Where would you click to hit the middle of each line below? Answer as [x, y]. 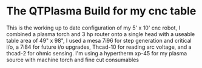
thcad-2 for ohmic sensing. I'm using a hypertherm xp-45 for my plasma [97, 53]
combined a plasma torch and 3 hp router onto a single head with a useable [101, 34]
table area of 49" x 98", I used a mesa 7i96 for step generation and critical [99, 40]
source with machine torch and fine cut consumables [73, 60]
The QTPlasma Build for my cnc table [101, 11]
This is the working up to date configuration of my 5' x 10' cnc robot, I [93, 28]
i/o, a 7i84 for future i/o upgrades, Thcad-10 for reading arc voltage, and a [99, 47]
